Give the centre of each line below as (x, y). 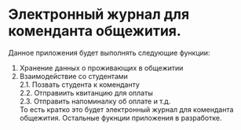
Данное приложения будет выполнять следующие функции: (109, 52)
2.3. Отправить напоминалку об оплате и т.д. (95, 101)
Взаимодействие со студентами (73, 76)
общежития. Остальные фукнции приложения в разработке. (120, 117)
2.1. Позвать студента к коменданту (79, 85)
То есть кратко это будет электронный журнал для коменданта (126, 109)
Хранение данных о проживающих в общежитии (101, 67)
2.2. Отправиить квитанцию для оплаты (86, 92)
